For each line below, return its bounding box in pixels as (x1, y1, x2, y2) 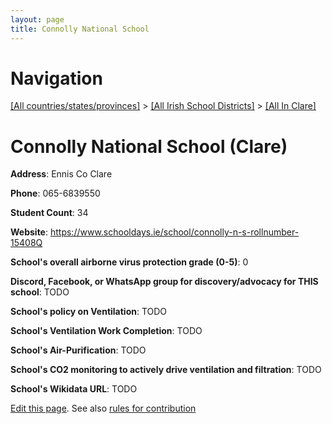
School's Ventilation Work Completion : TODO (10, 325, 203, 337)
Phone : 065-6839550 (10, 187, 101, 200)
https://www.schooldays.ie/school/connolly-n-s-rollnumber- (49, 226, 300, 238)
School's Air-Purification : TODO (10, 344, 147, 356)
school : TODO (10, 286, 70, 298)
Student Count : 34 (10, 207, 89, 219)
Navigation (10, 67, 103, 90)
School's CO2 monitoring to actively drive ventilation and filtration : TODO (10, 364, 322, 376)
